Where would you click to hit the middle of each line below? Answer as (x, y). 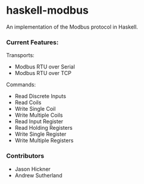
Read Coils (28, 102)
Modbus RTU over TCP (43, 73)
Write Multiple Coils (39, 115)
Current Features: (32, 42)
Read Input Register (39, 121)
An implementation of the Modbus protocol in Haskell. (72, 27)
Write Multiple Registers (44, 141)
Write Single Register (40, 134)
